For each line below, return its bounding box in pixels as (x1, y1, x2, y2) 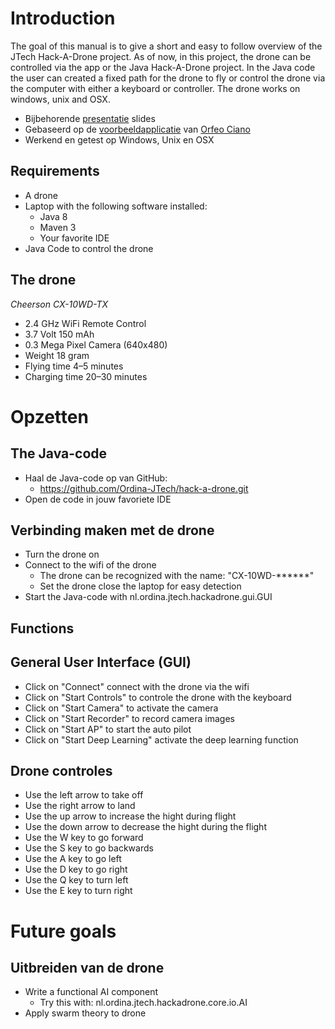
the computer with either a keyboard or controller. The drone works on (10, 82, 301, 94)
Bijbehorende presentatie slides (24, 112, 156, 124)
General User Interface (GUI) (10, 654, 192, 671)
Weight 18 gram (24, 349, 90, 361)
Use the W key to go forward (24, 832, 144, 844)
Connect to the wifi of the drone (24, 559, 157, 571)
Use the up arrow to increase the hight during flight (24, 810, 237, 822)
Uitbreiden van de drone (10, 959, 165, 976)
